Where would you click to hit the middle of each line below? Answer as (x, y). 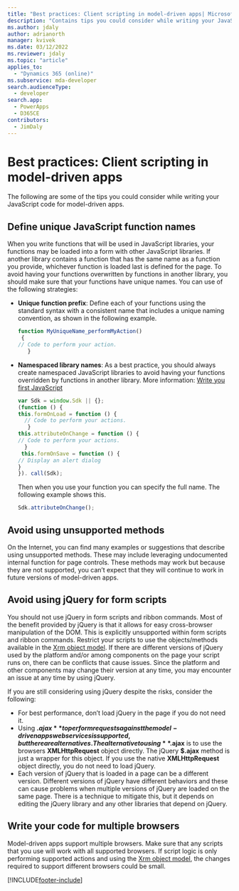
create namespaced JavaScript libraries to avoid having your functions (121, 372)
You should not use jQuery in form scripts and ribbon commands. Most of (115, 617)
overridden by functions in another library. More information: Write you (121, 380)
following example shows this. (62, 495)
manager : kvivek (31, 41)
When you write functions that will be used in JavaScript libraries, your (111, 244)
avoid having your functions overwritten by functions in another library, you (118, 274)
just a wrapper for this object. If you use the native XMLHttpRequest (118, 758)
